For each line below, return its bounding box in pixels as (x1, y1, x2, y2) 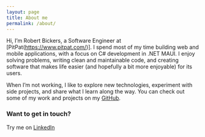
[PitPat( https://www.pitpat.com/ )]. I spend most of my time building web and (6, 43, 199, 51)
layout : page (6, 9, 40, 15)
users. (6, 70, 23, 77)
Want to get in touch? (6, 109, 72, 118)
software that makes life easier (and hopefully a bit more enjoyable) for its (6, 63, 193, 70)
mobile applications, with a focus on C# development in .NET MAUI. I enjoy (6, 50, 195, 57)
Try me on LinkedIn (6, 124, 55, 131)
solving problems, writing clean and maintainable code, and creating (6, 56, 179, 64)
